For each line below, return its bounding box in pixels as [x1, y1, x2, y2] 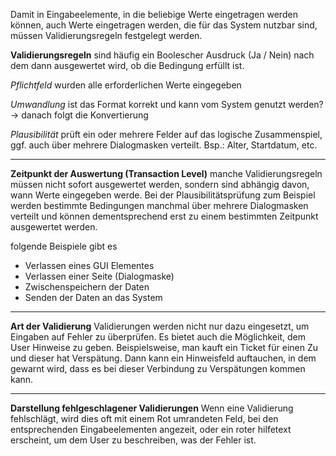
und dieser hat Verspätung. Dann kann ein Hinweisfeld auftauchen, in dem [10, 352, 317, 364]
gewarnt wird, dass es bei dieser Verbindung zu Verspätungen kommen [10, 363, 306, 374]
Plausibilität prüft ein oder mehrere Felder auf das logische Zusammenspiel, [10, 129, 323, 140]
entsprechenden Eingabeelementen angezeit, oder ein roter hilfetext [10, 424, 292, 435]
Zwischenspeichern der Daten [24, 281, 150, 293]
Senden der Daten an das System [24, 292, 163, 303]
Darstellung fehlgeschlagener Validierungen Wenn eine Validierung [10, 402, 294, 414]
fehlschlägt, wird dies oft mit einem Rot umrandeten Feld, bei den [10, 413, 279, 424]
